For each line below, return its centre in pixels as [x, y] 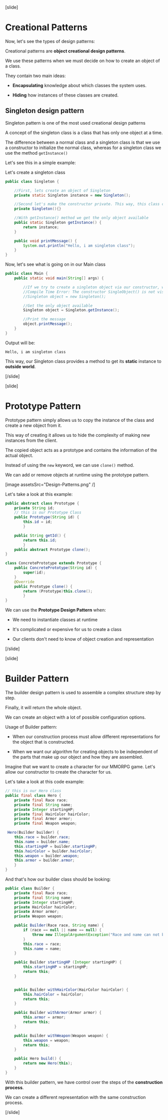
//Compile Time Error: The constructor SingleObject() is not [89, 292]
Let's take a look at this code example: [45, 782]
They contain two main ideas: [35, 76]
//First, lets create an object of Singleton [62, 190]
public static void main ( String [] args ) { [59, 278]
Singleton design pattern [44, 111]
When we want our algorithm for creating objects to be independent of [85, 752]
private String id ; [34, 508]
